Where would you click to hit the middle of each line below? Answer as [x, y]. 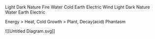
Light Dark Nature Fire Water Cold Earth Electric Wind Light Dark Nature [78, 7]
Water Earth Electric [25, 12]
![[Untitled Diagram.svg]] [30, 31]
